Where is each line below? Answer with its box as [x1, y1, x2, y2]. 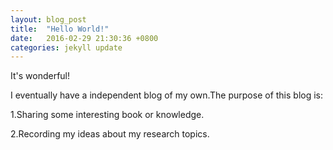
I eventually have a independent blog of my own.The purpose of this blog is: [10, 89, 324, 101]
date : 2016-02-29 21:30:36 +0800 [10, 33, 159, 43]
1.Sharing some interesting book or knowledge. [10, 109, 205, 121]
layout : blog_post [10, 14, 87, 25]
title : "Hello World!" [10, 24, 110, 34]
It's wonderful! [10, 70, 71, 82]
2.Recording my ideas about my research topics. [10, 128, 210, 140]
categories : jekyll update [10, 42, 123, 53]
